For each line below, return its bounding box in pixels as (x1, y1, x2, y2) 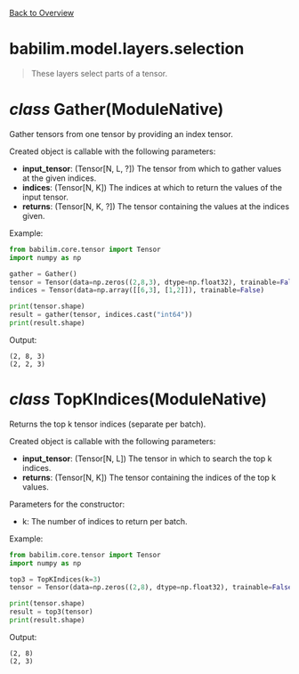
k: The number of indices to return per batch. (21, 516, 189, 526)
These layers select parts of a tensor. (30, 68, 168, 78)
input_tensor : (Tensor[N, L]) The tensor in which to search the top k (21, 453, 272, 464)
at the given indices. (21, 173, 97, 183)
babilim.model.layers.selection (9, 39, 245, 59)
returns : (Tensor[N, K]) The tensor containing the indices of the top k (21, 472, 277, 483)
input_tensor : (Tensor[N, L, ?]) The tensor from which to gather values (21, 163, 282, 174)
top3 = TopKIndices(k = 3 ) (9, 574, 101, 584)
